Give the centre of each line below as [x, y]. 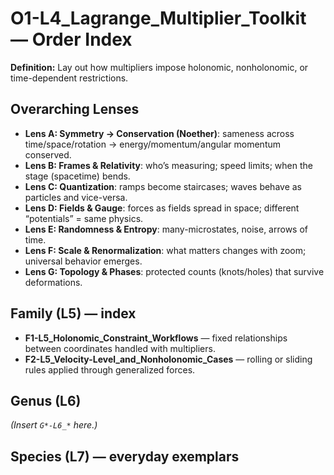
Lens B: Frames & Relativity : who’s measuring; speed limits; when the [168, 165]
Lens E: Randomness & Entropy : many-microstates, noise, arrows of [166, 229]
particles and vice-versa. [76, 197]
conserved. [48, 154]
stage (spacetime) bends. [77, 176]
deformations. [53, 282]
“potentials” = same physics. [84, 218]
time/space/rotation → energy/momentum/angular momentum [153, 144]
